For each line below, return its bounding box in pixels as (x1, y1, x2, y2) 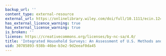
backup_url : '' (5, 7, 37, 12)
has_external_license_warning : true (5, 25, 81, 30)
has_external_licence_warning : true (5, 20, 81, 26)
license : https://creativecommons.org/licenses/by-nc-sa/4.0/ (5, 35, 136, 39)
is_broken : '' (5, 30, 35, 35)
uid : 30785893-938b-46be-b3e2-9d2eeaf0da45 (5, 43, 96, 48)
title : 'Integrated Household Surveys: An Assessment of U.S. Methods (5, 39, 154, 44)
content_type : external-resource (5, 12, 74, 17)
